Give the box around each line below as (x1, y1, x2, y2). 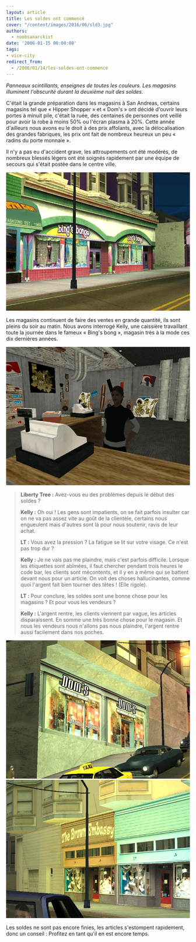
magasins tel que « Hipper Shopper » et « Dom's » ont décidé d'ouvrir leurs (6, 105, 188, 112)
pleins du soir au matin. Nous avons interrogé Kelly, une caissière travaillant (6, 323, 188, 330)
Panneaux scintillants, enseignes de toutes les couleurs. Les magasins (6, 82, 176, 89)
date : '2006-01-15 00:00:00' (6, 40, 77, 46)
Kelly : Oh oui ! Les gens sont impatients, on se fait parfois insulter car (20, 508, 190, 515)
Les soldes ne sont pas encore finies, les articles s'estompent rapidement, (6, 924, 185, 931)
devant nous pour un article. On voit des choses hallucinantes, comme (20, 574, 190, 582)
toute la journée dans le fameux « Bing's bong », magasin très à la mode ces (6, 328, 190, 336)
